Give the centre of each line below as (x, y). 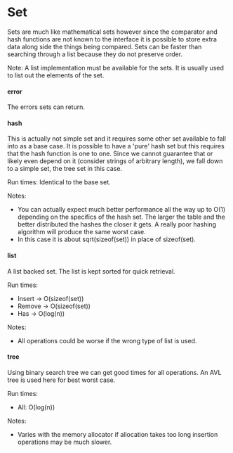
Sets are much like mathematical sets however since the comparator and (112, 32)
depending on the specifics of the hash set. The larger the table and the (121, 217)
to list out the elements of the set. (56, 75)
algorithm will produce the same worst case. (81, 232)
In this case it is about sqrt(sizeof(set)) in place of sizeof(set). (107, 239)
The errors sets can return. (46, 107)
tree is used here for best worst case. (61, 380)
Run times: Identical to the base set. (59, 182)
